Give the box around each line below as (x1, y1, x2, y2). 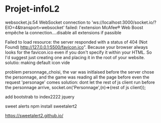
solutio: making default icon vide (5, 60, 70, 65)
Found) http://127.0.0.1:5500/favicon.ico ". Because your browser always (5, 44, 148, 50)
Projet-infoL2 (5, 3, 60, 15)
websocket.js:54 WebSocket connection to (5, 19, 91, 25)
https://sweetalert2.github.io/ (5, 112, 64, 118)
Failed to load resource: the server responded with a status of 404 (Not (5, 39, 148, 45)
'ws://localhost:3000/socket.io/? (91, 19, 157, 25)
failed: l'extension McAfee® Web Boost (65, 24, 144, 30)
